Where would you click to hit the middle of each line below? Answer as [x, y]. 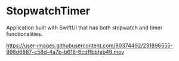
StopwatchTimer [48, 11]
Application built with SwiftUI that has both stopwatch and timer [84, 28]
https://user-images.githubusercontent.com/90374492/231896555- [89, 45]
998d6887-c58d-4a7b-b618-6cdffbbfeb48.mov [65, 51]
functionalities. [24, 33]
